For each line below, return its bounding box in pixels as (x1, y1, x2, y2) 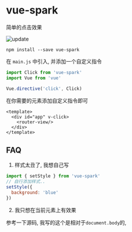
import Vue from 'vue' (6, 75, 61, 81)
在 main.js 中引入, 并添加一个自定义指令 (6, 58, 102, 65)
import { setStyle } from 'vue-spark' (6, 173, 100, 179)
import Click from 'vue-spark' (6, 69, 82, 75)
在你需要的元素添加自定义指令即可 (6, 97, 88, 104)
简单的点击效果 (6, 23, 42, 31)
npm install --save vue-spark (6, 46, 80, 53)
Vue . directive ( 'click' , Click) (6, 86, 82, 92)
